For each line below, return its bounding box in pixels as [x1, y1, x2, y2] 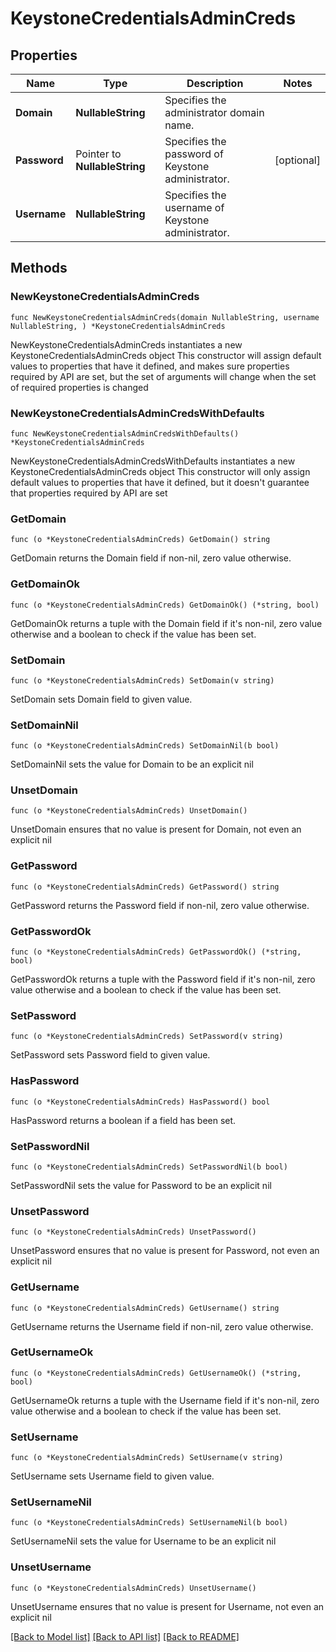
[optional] [274, 153, 321, 167]
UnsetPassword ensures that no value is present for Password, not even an [10, 1245, 320, 1257]
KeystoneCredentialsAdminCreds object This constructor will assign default [10, 349, 322, 361]
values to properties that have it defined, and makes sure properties [10, 360, 290, 372]
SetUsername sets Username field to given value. [10, 1470, 215, 1482]
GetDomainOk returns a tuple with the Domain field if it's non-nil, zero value [10, 617, 323, 629]
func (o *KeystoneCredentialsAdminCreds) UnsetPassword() [10, 1227, 257, 1237]
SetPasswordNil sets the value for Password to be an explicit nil [10, 1179, 272, 1191]
